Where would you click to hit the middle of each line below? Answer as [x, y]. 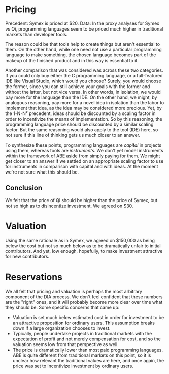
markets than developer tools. [36, 34]
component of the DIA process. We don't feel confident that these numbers [84, 297]
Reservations [34, 277]
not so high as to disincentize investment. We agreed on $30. [69, 206]
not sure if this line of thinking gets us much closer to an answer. [73, 135]
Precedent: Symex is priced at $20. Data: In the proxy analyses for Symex [82, 23]
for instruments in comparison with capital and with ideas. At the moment [82, 166]
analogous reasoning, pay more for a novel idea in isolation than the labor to [85, 102]
